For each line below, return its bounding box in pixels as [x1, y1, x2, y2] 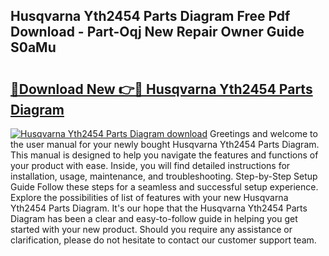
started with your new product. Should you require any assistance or [10, 224, 293, 235]
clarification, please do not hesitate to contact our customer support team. [10, 234, 317, 246]
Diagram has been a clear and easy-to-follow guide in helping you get [10, 213, 298, 224]
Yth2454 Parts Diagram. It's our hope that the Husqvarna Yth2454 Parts [10, 202, 308, 214]
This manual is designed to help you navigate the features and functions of [10, 149, 319, 161]
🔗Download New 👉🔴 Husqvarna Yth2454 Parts [10, 80, 313, 98]
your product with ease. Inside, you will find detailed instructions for [10, 160, 291, 171]
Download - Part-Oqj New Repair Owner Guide [10, 24, 305, 41]
